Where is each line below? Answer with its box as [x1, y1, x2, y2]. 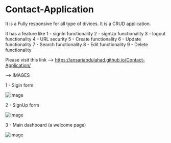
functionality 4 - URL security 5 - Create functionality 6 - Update [5, 36, 141, 42]
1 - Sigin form [5, 82, 34, 88]
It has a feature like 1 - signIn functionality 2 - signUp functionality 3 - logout [5, 30, 166, 36]
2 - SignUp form [5, 101, 39, 108]
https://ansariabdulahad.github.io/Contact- [55, 56, 145, 63]
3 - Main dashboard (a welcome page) [5, 121, 86, 128]
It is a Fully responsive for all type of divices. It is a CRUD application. [5, 21, 151, 27]
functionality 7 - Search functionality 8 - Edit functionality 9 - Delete [5, 41, 148, 47]
